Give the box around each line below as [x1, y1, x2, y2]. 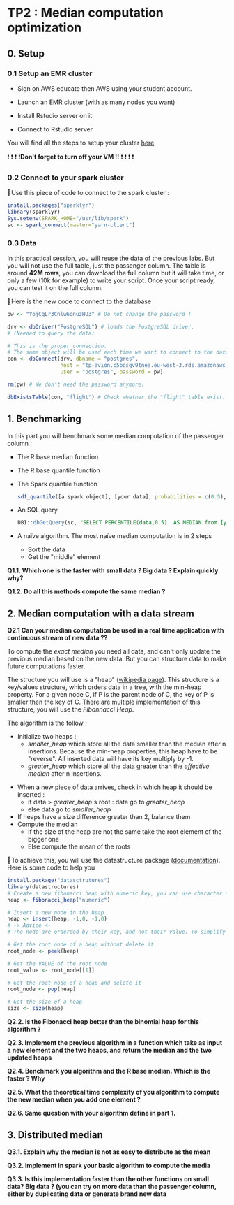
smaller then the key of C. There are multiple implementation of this [7, 698, 201, 707]
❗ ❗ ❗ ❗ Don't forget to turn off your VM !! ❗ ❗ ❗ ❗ [7, 152, 134, 161]
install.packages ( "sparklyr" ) [7, 202, 95, 209]
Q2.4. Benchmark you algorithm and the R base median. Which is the [7, 1067, 211, 1076]
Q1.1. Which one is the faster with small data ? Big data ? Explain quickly [7, 566, 219, 575]
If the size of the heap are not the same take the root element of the [27, 828, 222, 836]
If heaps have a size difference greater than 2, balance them [17, 813, 191, 821]
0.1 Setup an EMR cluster [7, 68, 93, 78]
